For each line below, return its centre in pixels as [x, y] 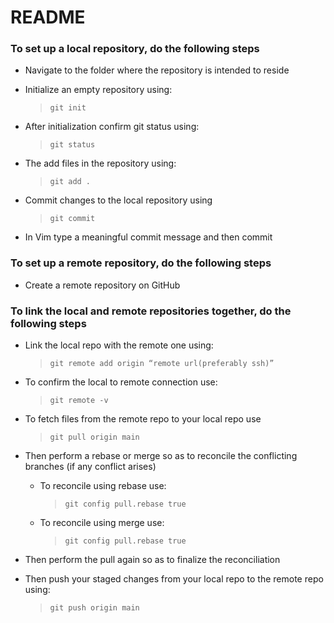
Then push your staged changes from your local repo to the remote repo [174, 579]
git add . [70, 182]
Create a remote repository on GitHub [102, 285]
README [48, 17]
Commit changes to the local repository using [118, 200]
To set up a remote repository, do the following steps [141, 263]
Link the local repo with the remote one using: [119, 345]
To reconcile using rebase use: [103, 486]
